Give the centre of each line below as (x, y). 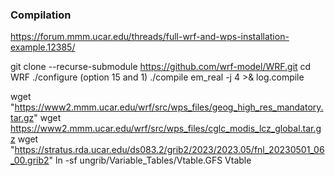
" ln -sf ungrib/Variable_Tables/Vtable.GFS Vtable (150, 160)
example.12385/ (43, 47)
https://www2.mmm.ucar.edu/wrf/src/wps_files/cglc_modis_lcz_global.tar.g (166, 129)
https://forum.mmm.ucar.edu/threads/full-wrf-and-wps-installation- (150, 37)
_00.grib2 (30, 160)
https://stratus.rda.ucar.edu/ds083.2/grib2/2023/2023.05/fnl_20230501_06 (169, 150)
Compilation (41, 15)
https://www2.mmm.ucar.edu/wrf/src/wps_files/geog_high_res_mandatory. (169, 107)
